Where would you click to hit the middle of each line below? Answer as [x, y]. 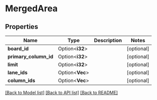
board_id [18, 49]
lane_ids [18, 73]
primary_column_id [31, 57]
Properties [22, 27]
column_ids [21, 80]
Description [108, 40]
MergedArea [31, 9]
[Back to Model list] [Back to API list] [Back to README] [62, 93]
